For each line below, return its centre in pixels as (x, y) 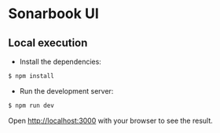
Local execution (48, 43)
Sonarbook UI (54, 14)
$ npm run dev (31, 105)
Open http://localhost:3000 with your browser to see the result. (111, 120)
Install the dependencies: (60, 61)
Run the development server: (66, 91)
